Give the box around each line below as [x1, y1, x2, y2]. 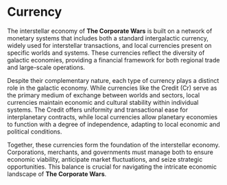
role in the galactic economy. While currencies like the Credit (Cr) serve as [7, 84, 217, 92]
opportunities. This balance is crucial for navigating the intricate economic [7, 162, 217, 171]
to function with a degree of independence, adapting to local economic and [7, 120, 221, 128]
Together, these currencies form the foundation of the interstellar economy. [7, 140, 221, 149]
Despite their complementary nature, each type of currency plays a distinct [7, 76, 219, 84]
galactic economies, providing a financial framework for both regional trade [7, 56, 220, 64]
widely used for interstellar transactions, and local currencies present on [7, 41, 212, 49]
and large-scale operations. [7, 63, 86, 71]
